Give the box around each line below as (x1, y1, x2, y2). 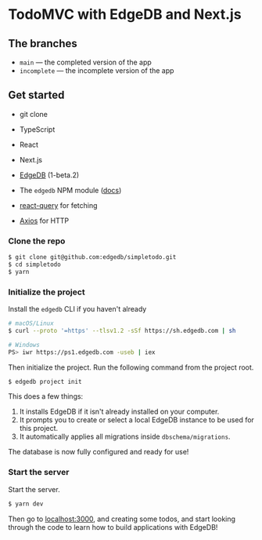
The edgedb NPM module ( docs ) (19, 185, 122, 195)
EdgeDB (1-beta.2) (19, 170, 80, 180)
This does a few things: (8, 392, 84, 401)
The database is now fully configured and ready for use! (8, 447, 189, 457)
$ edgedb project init (8, 378, 82, 385)
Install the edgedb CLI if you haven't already (8, 305, 147, 314)
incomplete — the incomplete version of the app (19, 66, 174, 75)
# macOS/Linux (8, 319, 55, 327)
